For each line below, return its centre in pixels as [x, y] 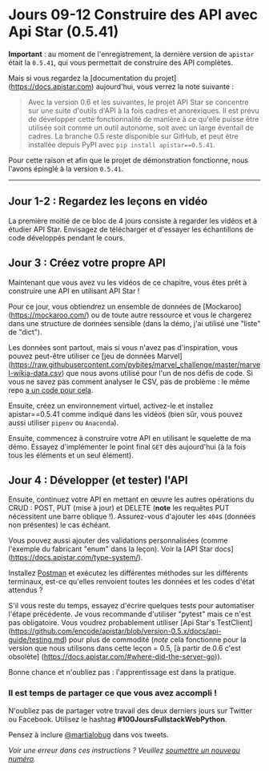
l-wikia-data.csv [35, 373]
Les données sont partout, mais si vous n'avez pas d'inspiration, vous [123, 347]
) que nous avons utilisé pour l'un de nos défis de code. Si [157, 373]
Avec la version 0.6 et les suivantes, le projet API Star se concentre [139, 102]
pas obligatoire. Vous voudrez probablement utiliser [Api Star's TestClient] [130, 623]
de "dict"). [25, 332]
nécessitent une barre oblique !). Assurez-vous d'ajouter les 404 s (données [132, 517]
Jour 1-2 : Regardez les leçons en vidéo [108, 202]
